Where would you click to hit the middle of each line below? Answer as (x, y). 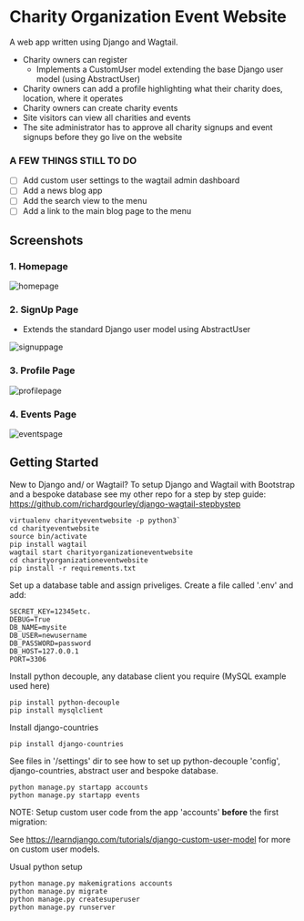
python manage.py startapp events (75, 795)
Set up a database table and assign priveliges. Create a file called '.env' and (152, 585)
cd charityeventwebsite (55, 528)
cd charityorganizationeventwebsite (79, 560)
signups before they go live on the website (102, 137)
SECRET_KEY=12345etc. (51, 612)
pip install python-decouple (65, 703)
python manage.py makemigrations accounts (91, 883)
